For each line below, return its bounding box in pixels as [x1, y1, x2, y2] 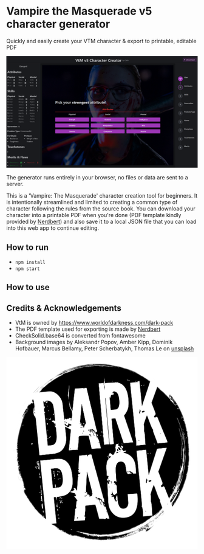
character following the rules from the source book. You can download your [6, 205, 195, 212]
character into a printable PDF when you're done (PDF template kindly [6, 212, 182, 219]
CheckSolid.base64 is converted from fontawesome [15, 332, 146, 339]
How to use [6, 282, 50, 293]
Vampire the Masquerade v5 [6, 4, 152, 18]
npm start [15, 266, 41, 272]
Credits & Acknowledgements [6, 303, 121, 313]
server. [6, 181, 24, 188]
